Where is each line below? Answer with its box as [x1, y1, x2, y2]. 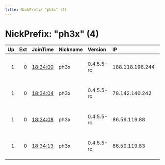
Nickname [58, 46, 83, 53]
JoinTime [31, 46, 54, 53]
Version [87, 46, 107, 53]
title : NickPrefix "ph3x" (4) [5, 7, 67, 12]
